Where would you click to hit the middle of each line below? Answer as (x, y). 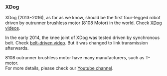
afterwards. (17, 48)
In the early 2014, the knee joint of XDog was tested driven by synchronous (83, 38)
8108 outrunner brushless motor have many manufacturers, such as (75, 58)
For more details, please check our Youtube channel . (59, 68)
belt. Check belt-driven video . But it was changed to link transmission (77, 43)
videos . (13, 28)
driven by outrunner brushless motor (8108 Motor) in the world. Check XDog (83, 23)
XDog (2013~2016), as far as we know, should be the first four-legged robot (83, 18)
